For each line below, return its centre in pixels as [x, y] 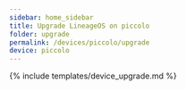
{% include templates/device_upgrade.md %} [93, 76]
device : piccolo [39, 51]
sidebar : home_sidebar [51, 17]
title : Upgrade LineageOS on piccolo [80, 26]
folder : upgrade [39, 34]
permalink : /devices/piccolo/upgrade [80, 42]
